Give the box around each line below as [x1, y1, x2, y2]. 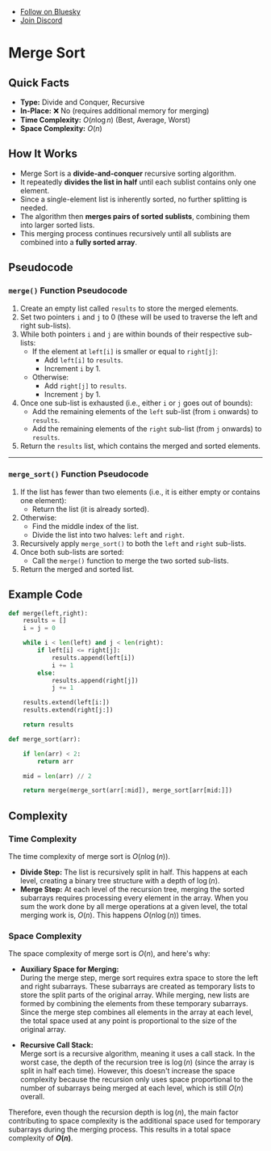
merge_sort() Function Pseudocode [8, 468, 149, 480]
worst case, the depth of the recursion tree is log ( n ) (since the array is [19, 1057, 255, 1067]
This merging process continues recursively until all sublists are [19, 228, 231, 238]
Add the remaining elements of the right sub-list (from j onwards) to [31, 424, 262, 434]
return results [23, 721, 74, 729]
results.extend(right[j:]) [23, 706, 114, 714]
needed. [19, 202, 48, 213]
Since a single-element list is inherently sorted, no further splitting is [19, 194, 248, 204]
